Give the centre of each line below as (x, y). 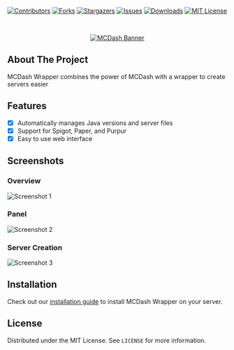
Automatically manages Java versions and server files (95, 123)
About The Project (48, 60)
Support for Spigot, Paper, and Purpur (72, 131)
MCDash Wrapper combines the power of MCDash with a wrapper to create (116, 76)
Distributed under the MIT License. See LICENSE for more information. (107, 340)
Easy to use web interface (55, 138)
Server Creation (35, 247)
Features (27, 106)
